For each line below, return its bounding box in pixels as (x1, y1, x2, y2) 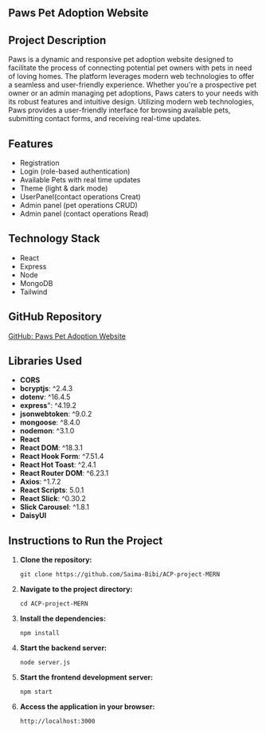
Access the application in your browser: (19, 702, 155, 711)
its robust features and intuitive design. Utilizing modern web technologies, (8, 97, 255, 107)
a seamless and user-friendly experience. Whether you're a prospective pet (8, 80, 257, 90)
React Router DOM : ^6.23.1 (19, 468, 109, 478)
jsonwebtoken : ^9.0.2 (19, 410, 92, 419)
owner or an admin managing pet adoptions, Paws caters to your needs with (8, 88, 259, 98)
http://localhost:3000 (19, 717, 96, 726)
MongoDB (19, 278, 53, 288)
